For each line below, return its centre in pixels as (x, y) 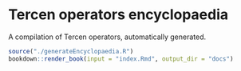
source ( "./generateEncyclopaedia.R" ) (71, 51)
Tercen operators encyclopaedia (119, 15)
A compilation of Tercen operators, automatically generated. (107, 37)
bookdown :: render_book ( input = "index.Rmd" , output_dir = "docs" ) (121, 59)
